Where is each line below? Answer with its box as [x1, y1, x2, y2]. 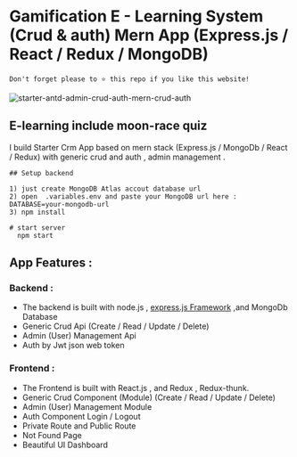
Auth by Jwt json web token [21, 340, 125, 351]
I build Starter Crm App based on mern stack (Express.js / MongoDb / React [9, 142, 288, 152]
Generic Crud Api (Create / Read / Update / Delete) [21, 321, 210, 331]
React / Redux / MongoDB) [9, 45, 210, 64]
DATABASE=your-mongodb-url [9, 200, 110, 208]
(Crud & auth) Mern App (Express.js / [9, 25, 289, 45]
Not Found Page [21, 429, 82, 440]
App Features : [9, 256, 93, 271]
